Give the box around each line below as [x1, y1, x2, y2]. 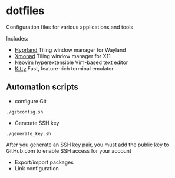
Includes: [6, 35, 28, 42]
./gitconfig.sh [6, 109, 44, 115]
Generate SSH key [14, 119, 60, 126]
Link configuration [14, 164, 59, 172]
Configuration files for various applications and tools [6, 23, 134, 31]
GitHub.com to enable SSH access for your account [6, 147, 131, 154]
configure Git [14, 98, 47, 105]
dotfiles [6, 4, 45, 18]
